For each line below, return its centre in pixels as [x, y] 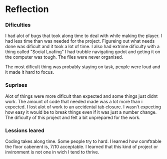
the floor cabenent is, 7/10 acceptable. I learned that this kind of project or [82, 147]
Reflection [27, 9]
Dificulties [18, 25]
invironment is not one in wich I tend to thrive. [52, 152]
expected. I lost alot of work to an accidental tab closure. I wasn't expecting [83, 107]
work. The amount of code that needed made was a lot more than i [74, 101]
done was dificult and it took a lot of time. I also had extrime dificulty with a [82, 47]
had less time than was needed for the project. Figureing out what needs [80, 41]
